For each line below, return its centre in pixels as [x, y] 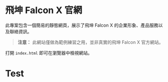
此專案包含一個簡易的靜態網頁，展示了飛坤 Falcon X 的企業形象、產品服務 [82, 25]
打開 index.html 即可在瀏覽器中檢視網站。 [49, 53]
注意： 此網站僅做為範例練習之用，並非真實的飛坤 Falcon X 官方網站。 [90, 42]
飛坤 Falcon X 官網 [44, 10]
